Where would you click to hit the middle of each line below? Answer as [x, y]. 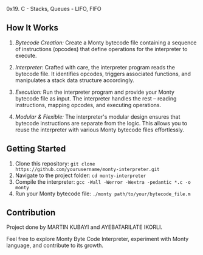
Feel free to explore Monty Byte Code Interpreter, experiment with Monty [98, 239]
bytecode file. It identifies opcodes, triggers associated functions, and [103, 74]
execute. [26, 55]
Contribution [31, 213]
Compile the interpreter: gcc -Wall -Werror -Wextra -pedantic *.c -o [103, 181]
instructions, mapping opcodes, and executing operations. [88, 105]
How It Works [33, 28]
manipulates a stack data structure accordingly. [75, 80]
